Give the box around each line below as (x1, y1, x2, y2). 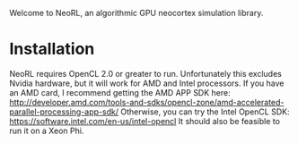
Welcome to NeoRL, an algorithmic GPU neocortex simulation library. (9, 8, 264, 18)
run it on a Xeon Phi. (9, 125, 84, 136)
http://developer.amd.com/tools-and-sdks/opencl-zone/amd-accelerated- (9, 97, 285, 107)
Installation (9, 39, 95, 59)
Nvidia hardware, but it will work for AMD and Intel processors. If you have (9, 78, 285, 88)
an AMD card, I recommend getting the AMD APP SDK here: (9, 87, 231, 97)
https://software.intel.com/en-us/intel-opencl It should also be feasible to (9, 115, 281, 126)
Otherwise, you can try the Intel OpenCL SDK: (120, 106, 290, 117)
